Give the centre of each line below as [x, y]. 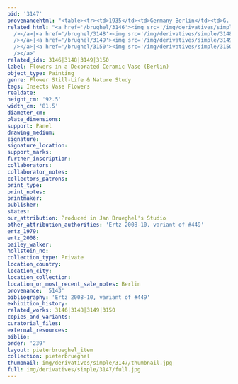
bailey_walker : [30, 244]
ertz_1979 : [23, 231]
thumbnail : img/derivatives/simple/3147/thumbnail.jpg [90, 363]
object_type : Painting [41, 73]
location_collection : [39, 277]
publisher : [23, 205]
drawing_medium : [31, 132]
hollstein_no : [28, 251]
